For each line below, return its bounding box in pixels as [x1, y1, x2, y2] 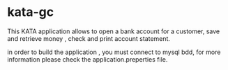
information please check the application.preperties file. [7, 55, 168, 63]
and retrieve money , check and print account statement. [7, 34, 171, 42]
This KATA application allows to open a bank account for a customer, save [7, 27, 220, 35]
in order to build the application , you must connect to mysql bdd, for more [7, 48, 221, 56]
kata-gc [7, 4, 54, 20]
